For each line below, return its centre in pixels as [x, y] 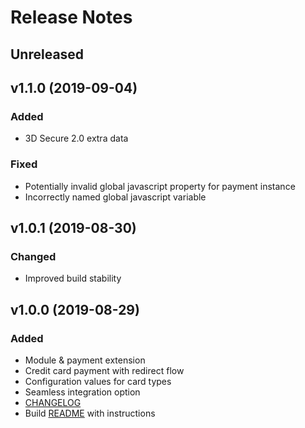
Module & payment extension [85, 360]
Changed [33, 256]
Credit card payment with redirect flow [104, 370]
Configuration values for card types [98, 381]
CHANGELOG [53, 402]
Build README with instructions [90, 413]
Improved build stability [73, 278]
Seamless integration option [82, 392]
